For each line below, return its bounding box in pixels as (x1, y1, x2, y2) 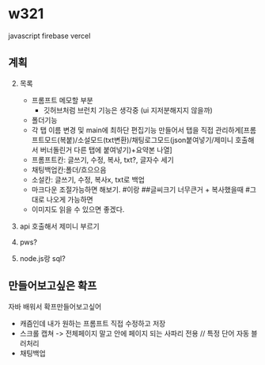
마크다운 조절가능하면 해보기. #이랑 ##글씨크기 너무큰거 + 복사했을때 (31, 184, 244, 194)
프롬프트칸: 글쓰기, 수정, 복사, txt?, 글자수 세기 (31, 155, 174, 164)
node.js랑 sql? (19, 253, 66, 263)
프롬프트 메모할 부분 (31, 95, 93, 105)
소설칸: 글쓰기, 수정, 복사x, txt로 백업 (31, 175, 145, 184)
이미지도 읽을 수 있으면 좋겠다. (31, 204, 125, 214)
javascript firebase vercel (8, 31, 91, 40)
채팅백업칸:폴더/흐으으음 (31, 164, 107, 175)
